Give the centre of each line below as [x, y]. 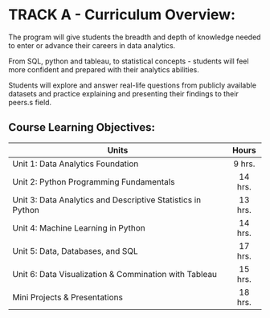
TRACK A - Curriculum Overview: [122, 15]
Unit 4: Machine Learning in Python [79, 228]
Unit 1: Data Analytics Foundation [76, 164]
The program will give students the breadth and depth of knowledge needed [135, 37]
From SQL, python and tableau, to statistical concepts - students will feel [129, 61]
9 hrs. [244, 164]
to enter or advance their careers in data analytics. [92, 45]
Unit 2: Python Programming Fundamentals [94, 181]
